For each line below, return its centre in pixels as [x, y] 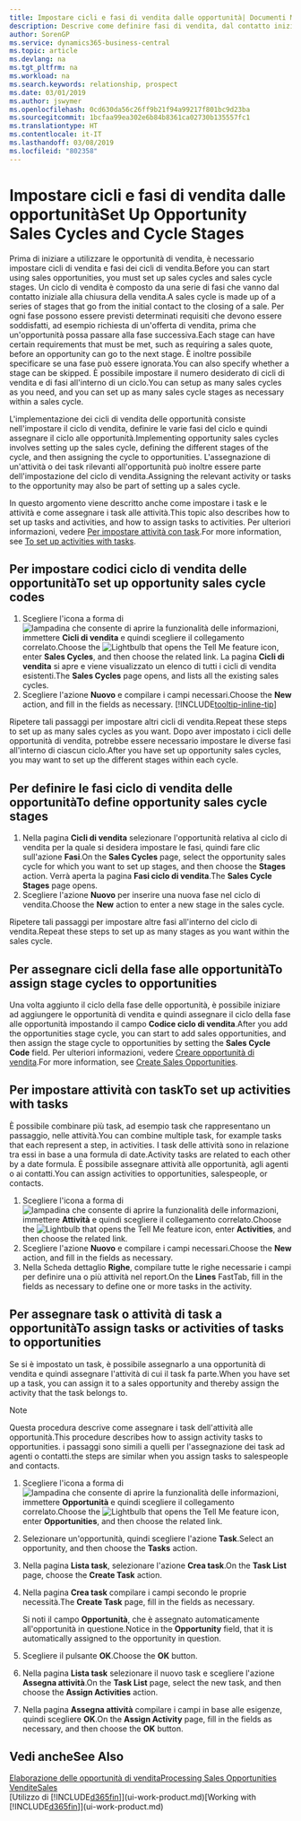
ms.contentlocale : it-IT [56, 135]
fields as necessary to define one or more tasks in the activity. [137, 1286]
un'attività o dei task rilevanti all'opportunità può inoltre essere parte [135, 466]
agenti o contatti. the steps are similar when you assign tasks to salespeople [149, 1456]
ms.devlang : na [38, 59]
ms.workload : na [39, 76]
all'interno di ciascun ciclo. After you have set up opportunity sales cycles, [146, 751]
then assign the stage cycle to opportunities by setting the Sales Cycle [140, 1043]
